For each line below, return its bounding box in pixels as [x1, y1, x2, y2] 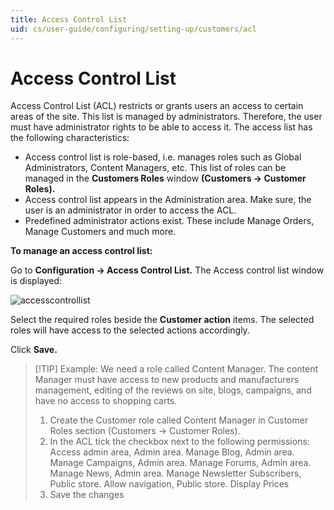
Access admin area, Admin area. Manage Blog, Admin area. [49, 446, 295, 458]
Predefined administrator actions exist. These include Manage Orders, [24, 215, 315, 227]
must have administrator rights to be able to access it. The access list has [10, 121, 313, 133]
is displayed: [10, 275, 63, 287]
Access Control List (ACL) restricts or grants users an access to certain [10, 100, 304, 112]
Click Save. [10, 344, 58, 356]
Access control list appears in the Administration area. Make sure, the [24, 194, 312, 206]
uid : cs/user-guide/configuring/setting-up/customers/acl [10, 24, 257, 34]
